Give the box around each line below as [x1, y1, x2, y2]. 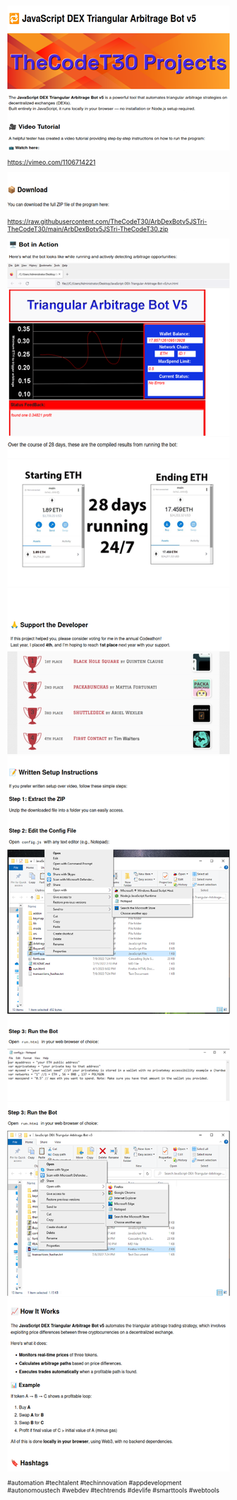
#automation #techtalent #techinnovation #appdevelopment [7, 1479, 182, 1487]
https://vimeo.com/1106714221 [7, 158, 96, 167]
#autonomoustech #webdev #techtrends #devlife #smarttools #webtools [7, 1486, 220, 1494]
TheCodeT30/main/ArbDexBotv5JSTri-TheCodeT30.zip [7, 224, 169, 233]
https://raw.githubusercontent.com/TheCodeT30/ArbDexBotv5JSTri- [7, 217, 207, 226]
